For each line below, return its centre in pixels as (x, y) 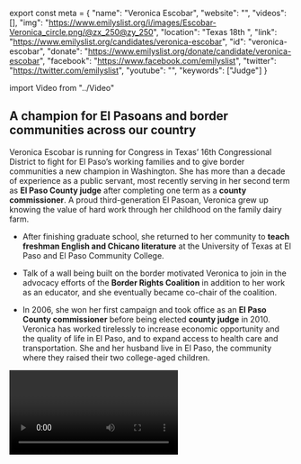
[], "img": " (29, 23)
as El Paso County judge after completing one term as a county (128, 190)
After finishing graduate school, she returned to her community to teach (156, 236)
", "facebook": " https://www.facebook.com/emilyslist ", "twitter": (158, 61)
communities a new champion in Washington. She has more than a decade (147, 171)
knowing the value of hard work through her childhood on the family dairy (146, 209)
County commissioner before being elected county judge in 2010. (146, 319)
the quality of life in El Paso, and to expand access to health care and (150, 338)
